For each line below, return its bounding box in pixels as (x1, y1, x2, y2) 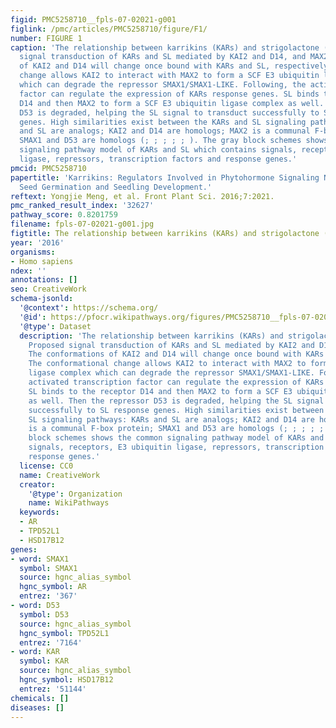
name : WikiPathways (28, 498, 110, 508)
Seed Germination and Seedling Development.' (19, 182, 213, 192)
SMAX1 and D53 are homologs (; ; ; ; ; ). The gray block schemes (19, 136, 302, 146)
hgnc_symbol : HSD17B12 (19, 675, 114, 685)
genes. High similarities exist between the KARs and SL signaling (19, 117, 307, 127)
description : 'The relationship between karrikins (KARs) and (19, 331, 284, 341)
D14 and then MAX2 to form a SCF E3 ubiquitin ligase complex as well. (19, 98, 325, 108)
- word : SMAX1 (10, 554, 70, 564)
